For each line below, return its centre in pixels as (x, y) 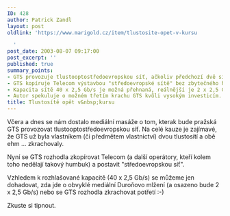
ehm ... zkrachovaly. (36, 144)
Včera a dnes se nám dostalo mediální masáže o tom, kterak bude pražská (112, 122)
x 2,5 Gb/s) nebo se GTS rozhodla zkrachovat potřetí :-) (86, 192)
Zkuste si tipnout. (31, 205)
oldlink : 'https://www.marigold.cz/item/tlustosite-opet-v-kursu (102, 33)
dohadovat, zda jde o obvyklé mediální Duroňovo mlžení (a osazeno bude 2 (113, 185)
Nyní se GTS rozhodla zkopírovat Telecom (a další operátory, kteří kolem (109, 157)
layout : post (26, 26)
